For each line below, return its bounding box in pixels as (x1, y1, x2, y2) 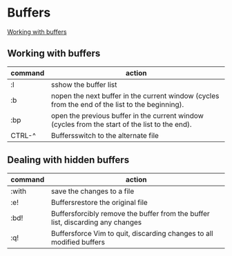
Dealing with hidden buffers (7, 154, 130, 166)
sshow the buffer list (50, 79, 117, 89)
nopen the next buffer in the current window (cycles (50, 91, 220, 101)
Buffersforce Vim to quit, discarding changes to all (50, 228, 213, 238)
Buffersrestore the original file (50, 197, 148, 207)
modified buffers (50, 237, 106, 246)
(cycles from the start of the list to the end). (50, 119, 192, 129)
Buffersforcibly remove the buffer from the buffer (50, 208, 211, 218)
